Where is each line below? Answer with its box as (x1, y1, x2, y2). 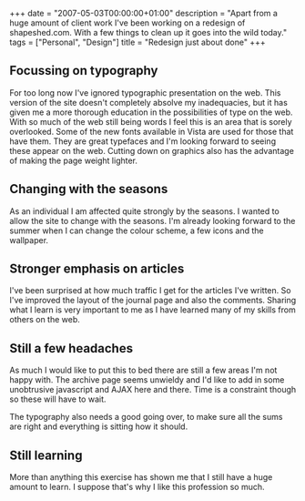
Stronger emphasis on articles (9, 261, 185, 277)
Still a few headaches (9, 341, 134, 356)
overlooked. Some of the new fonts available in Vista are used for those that (9, 126, 294, 137)
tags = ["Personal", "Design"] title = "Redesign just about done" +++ (9, 36, 266, 47)
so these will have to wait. (9, 394, 107, 404)
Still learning (9, 447, 83, 463)
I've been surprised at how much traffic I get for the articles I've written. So (9, 285, 291, 296)
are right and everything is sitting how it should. (9, 421, 188, 432)
